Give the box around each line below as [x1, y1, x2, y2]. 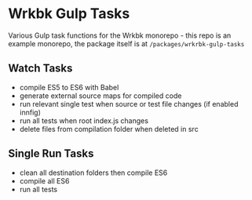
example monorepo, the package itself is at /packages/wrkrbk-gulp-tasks [8, 38, 245, 48]
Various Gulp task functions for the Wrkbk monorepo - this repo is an [8, 31, 232, 40]
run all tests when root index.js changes [19, 115, 149, 125]
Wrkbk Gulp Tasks [8, 5, 130, 23]
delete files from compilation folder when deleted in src [19, 124, 199, 133]
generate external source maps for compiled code [19, 91, 182, 100]
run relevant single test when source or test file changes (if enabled [19, 99, 239, 108]
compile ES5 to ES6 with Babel [19, 82, 119, 92]
